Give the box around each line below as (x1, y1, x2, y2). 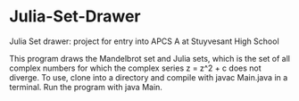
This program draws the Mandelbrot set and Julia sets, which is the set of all (9, 53, 290, 63)
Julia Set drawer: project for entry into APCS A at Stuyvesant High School (9, 36, 279, 46)
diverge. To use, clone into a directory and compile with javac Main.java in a (9, 72, 288, 82)
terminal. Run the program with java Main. (9, 81, 163, 92)
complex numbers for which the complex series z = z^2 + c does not (9, 63, 262, 73)
